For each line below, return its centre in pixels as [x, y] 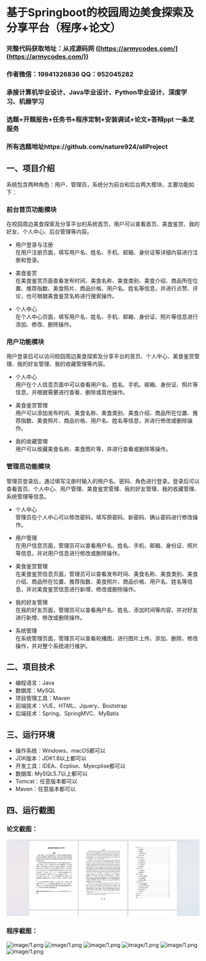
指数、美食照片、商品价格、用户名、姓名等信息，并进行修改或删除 [104, 421]
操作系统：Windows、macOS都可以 [60, 751]
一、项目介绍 [31, 168]
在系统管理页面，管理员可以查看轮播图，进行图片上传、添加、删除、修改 [106, 638]
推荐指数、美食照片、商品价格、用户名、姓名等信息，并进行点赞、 [109, 288]
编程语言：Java [35, 683]
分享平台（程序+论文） [64, 28]
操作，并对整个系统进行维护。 [53, 646]
